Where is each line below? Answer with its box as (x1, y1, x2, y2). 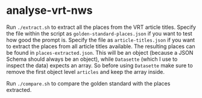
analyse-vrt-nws (6, 4, 93, 17)
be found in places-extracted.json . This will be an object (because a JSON (6, 49, 194, 56)
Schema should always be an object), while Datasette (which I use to (6, 55, 178, 63)
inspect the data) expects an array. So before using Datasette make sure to (6, 61, 193, 69)
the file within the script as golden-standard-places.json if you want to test (6, 29, 193, 37)
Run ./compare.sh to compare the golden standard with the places (6, 79, 171, 87)
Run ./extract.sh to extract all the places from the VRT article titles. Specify (6, 23, 196, 31)
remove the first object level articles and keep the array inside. (6, 68, 165, 75)
